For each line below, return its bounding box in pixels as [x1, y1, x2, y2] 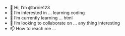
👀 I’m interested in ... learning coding [9, 10, 85, 16]
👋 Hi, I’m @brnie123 [9, 5, 50, 10]
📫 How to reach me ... [9, 26, 56, 31]
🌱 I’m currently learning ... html [9, 15, 73, 20]
